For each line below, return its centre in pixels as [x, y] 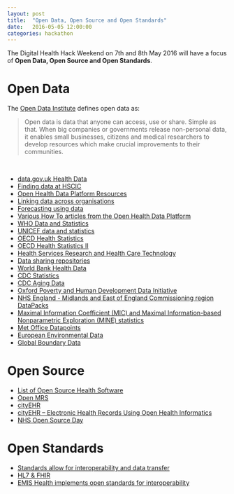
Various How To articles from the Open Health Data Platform [104, 216]
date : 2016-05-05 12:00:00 [50, 27]
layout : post [26, 14]
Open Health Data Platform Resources [72, 194]
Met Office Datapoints [49, 328]
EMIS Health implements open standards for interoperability [103, 483]
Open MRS [33, 398]
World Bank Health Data [52, 268]
